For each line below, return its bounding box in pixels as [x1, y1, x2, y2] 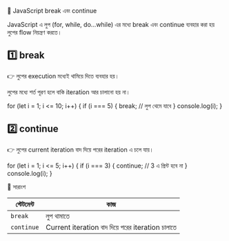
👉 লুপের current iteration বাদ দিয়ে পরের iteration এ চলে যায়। [7, 145, 154, 154]
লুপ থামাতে [46, 211, 70, 221]
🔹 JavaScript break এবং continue [7, 7, 97, 15]
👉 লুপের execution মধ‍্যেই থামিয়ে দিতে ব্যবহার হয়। [7, 71, 119, 80]
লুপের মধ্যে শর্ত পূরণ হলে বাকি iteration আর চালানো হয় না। [7, 87, 131, 96]
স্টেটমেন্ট [15, 199, 34, 209]
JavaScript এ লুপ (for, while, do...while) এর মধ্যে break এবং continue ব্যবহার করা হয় [7, 21, 215, 28]
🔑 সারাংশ [7, 182, 26, 190]
